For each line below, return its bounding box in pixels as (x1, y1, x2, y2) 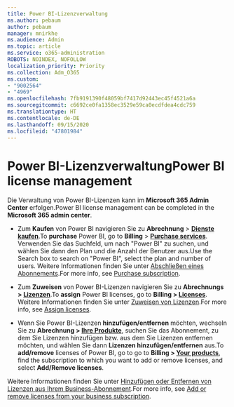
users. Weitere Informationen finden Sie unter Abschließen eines (17, 262, 205, 270)
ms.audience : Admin (7, 36, 64, 44)
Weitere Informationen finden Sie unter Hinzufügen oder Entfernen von (7, 377, 212, 386)
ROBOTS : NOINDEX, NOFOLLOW (7, 56, 86, 63)
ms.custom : (7, 75, 39, 83)
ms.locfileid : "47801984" (7, 128, 83, 135)
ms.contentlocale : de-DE (7, 114, 80, 121)
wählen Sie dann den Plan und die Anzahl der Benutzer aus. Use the (17, 247, 212, 255)
